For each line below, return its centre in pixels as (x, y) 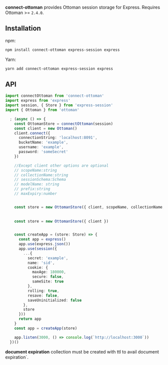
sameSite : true (48, 281)
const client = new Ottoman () (46, 128)
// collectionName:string (41, 175)
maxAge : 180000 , (49, 272)
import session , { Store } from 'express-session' (59, 105)
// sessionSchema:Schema (40, 180)
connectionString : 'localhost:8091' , (58, 138)
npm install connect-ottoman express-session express (63, 50)
